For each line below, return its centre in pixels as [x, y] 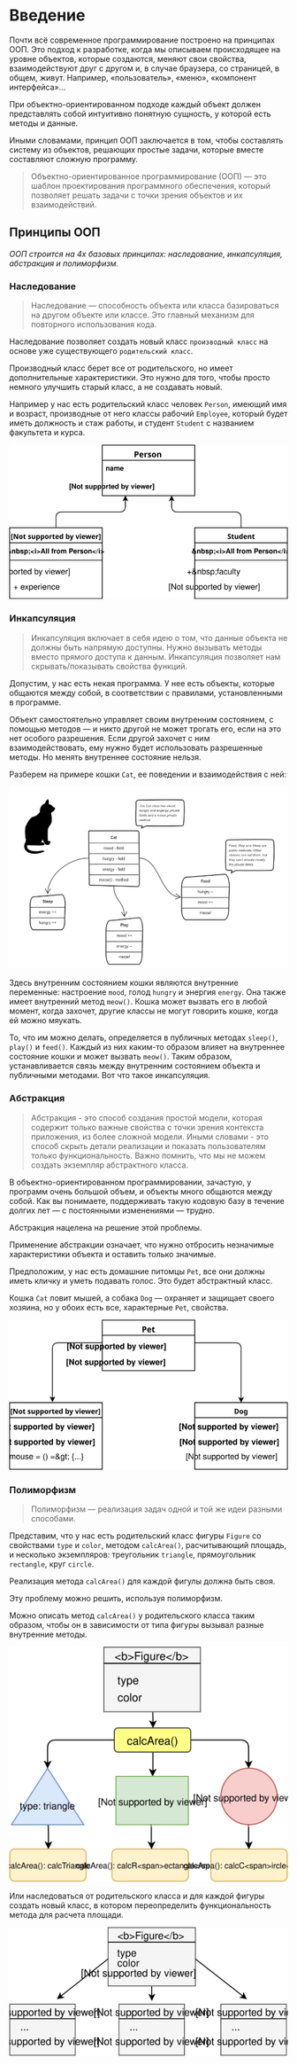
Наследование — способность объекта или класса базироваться [155, 306]
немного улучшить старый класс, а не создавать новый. [116, 387]
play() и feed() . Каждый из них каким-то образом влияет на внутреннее [147, 1047]
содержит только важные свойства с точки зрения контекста [147, 1127]
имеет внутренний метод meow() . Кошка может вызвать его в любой [138, 1002]
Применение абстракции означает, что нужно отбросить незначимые [141, 1244]
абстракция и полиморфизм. [64, 263]
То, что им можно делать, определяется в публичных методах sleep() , [144, 1037]
